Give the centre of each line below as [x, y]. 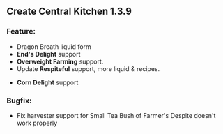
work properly [37, 123]
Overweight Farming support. [60, 61]
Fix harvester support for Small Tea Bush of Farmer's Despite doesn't [116, 115]
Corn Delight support [47, 82]
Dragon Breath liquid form [54, 46]
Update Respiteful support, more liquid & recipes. [88, 68]
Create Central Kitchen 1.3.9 [69, 12]
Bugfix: [19, 100]
